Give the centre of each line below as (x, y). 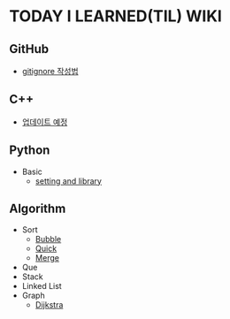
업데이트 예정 (45, 122)
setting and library (68, 181)
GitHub (29, 49)
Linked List (42, 286)
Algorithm (38, 209)
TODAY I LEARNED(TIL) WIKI (116, 16)
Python (30, 151)
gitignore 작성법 (50, 71)
